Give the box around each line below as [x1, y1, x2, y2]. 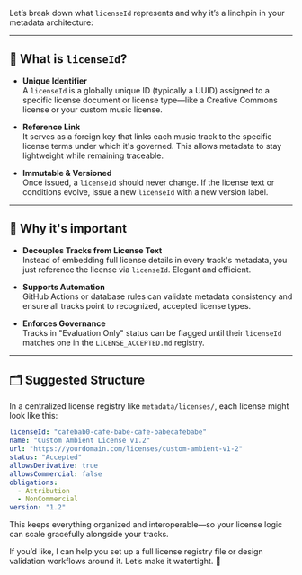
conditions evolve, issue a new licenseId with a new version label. [22, 186, 269, 197]
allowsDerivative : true [9, 461, 99, 470]
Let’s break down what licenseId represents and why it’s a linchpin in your [9, 8, 285, 18]
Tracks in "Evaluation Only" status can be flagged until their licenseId [22, 327, 282, 338]
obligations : [9, 478, 58, 487]
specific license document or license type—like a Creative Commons [22, 94, 279, 105]
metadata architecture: [9, 17, 94, 28]
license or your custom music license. [22, 103, 164, 115]
